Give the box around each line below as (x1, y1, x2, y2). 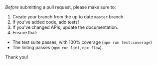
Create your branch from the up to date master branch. (12, 14, 125, 19)
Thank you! (5, 54, 28, 60)
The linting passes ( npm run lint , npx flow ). (12, 45, 103, 50)
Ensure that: (12, 30, 37, 35)
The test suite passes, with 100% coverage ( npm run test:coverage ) (12, 39, 153, 45)
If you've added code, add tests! (12, 19, 79, 25)
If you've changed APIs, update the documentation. (12, 24, 119, 30)
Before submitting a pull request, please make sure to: (5, 4, 116, 10)
